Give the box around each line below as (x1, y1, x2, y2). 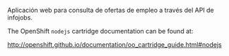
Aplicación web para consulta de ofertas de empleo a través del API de (7, 6, 214, 14)
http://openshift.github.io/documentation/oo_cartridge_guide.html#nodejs (7, 41, 222, 48)
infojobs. (7, 13, 33, 22)
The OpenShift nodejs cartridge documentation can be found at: (7, 27, 194, 35)
